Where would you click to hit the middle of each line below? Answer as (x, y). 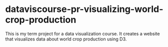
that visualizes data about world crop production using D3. (66, 39)
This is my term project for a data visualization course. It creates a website (82, 33)
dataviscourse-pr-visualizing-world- (84, 9)
